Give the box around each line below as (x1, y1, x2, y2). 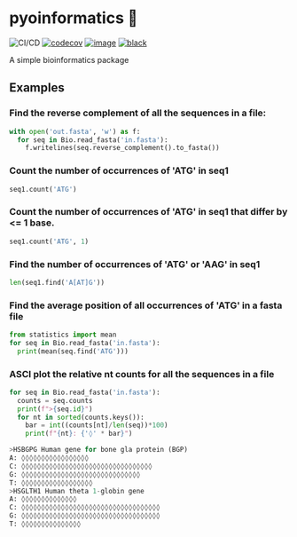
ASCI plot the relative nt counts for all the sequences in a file (9, 367, 275, 380)
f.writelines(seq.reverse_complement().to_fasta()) (25, 144, 220, 153)
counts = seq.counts (17, 396, 93, 405)
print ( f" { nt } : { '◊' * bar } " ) (25, 430, 133, 438)
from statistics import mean (9, 330, 117, 340)
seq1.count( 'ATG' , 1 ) (9, 237, 90, 246)
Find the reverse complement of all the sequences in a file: (9, 107, 267, 119)
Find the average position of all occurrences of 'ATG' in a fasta (9, 299, 283, 312)
